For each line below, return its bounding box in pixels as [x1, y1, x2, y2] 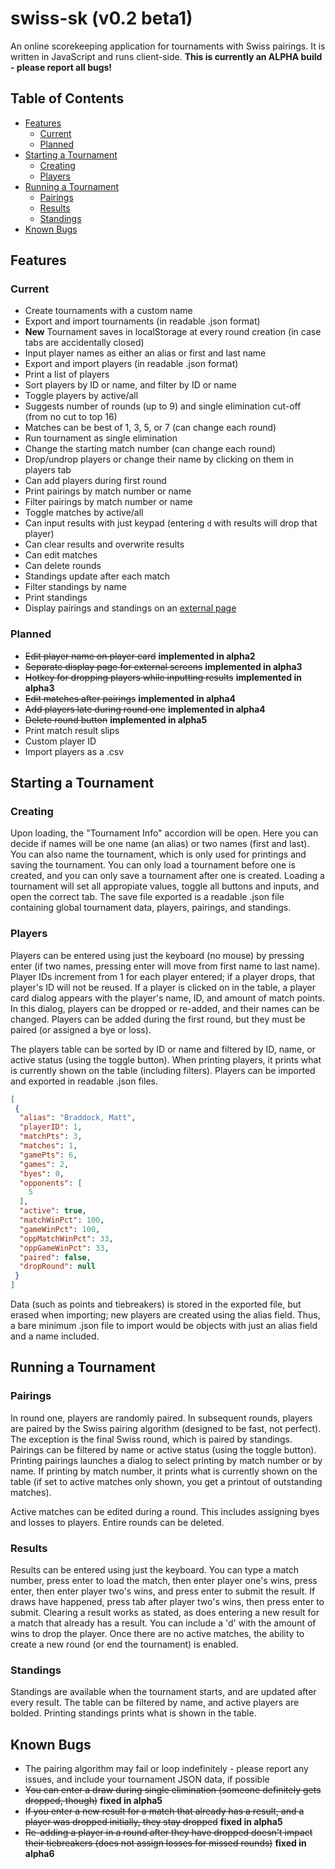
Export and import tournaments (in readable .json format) [24, 315, 261, 327]
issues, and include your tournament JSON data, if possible [24, 1773, 270, 1786]
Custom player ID [24, 735, 97, 747]
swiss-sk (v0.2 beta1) [10, 7, 193, 30]
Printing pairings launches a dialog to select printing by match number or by [10, 1454, 323, 1466]
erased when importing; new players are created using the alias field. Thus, [10, 1309, 321, 1321]
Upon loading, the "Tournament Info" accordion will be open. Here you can [10, 827, 319, 839]
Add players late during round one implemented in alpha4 [24, 703, 266, 715]
